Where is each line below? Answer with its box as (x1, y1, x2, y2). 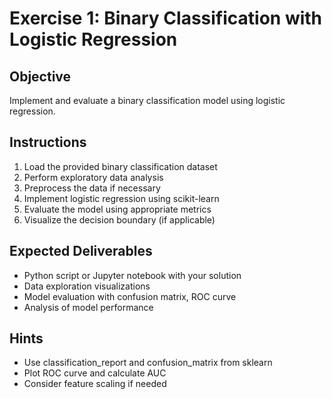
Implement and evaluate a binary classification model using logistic (9, 95, 286, 106)
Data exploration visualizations (23, 280, 151, 292)
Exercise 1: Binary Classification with (9, 7, 323, 30)
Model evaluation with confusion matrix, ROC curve (23, 290, 237, 302)
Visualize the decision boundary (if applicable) (23, 213, 216, 226)
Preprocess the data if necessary (23, 182, 161, 194)
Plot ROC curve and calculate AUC (23, 367, 167, 379)
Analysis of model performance (23, 301, 154, 313)
